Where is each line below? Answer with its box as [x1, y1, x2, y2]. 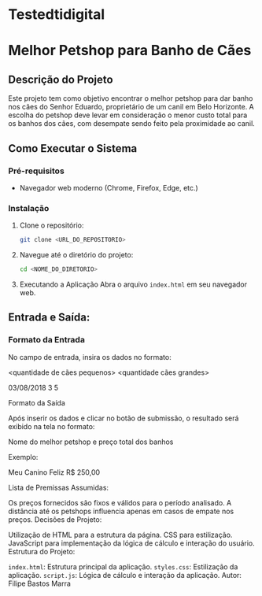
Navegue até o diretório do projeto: [19, 250, 134, 260]
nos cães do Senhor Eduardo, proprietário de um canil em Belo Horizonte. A [8, 102, 254, 112]
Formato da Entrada [8, 335, 85, 346]
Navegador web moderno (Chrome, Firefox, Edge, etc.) [19, 183, 198, 192]
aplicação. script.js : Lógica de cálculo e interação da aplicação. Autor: [8, 570, 242, 579]
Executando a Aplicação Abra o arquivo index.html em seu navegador [19, 279, 248, 289]
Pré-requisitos [8, 165, 65, 176]
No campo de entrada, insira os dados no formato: [8, 352, 172, 361]
